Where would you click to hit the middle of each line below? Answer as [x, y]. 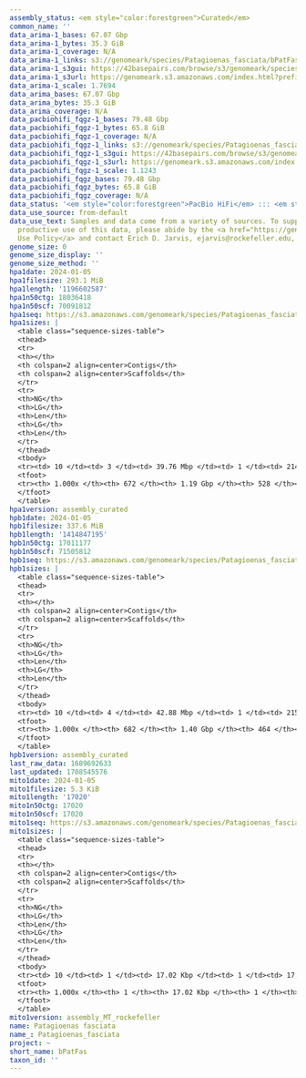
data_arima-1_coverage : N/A [63, 52]
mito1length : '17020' [51, 797]
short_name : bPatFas [49, 1052]
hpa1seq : [26, 314]
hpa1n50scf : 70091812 [51, 306]
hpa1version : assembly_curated [69, 509]
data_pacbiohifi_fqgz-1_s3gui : [69, 153]
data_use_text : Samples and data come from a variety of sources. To [144, 221]
